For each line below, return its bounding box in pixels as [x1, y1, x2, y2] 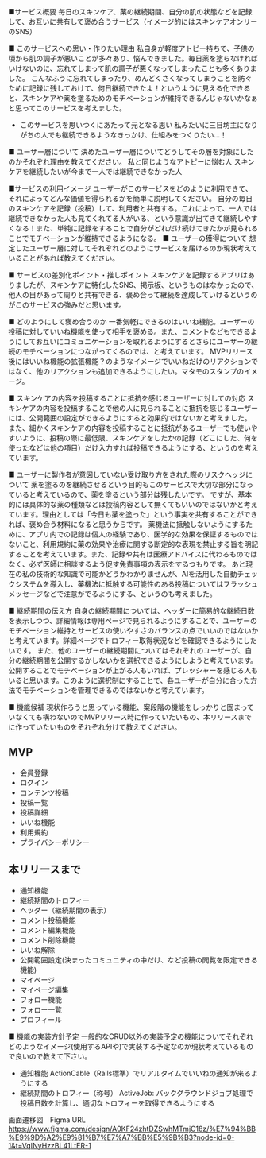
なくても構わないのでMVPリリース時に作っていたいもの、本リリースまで [14, 712, 253, 722]
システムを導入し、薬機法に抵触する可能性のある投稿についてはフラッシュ [14, 579, 258, 588]
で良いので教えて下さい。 [8, 1051, 92, 1061]
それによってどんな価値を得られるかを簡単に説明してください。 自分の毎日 [8, 194, 253, 203]
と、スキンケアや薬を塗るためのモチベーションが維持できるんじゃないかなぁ [8, 94, 258, 103]
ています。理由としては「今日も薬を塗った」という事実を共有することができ [8, 509, 258, 519]
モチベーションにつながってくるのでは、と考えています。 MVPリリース [21, 347, 253, 356]
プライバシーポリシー [19, 837, 90, 846]
